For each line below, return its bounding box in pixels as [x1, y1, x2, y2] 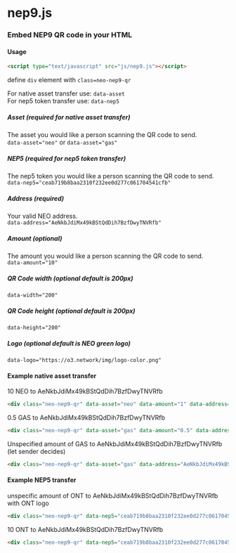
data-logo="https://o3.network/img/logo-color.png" [7, 356, 162, 363]
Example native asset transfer [7, 371, 97, 380]
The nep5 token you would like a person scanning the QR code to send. [7, 172, 214, 181]
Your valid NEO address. [7, 212, 78, 221]
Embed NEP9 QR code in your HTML [7, 30, 132, 40]
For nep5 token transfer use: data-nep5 [7, 97, 119, 105]
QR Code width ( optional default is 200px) [7, 274, 133, 282]
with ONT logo [7, 499, 49, 507]
